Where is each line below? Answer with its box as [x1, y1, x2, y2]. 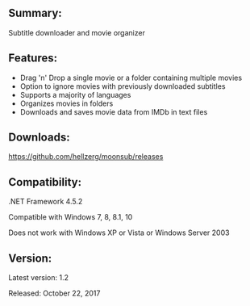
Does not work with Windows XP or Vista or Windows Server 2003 [8, 228, 230, 237]
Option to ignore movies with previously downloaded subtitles [19, 81, 226, 91]
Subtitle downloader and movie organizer [8, 27, 145, 37]
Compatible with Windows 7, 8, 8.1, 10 [8, 212, 133, 222]
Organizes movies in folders [19, 99, 114, 108]
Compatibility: [8, 175, 82, 189]
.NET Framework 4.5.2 [8, 197, 83, 207]
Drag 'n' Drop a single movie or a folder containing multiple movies [19, 73, 243, 82]
